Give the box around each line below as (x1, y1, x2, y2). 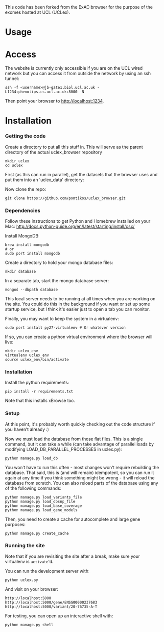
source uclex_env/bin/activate (5, 357, 69, 362)
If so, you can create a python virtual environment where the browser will (5, 334, 153, 340)
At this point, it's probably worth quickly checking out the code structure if (5, 421, 155, 427)
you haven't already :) (5, 426, 49, 432)
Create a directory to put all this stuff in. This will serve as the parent (5, 144, 143, 150)
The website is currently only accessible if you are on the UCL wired (5, 65, 143, 71)
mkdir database (5, 269, 36, 274)
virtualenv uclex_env (5, 353, 49, 358)
